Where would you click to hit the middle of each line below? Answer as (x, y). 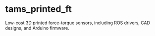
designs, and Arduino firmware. (37, 28)
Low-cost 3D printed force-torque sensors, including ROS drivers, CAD (77, 23)
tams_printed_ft (38, 9)
